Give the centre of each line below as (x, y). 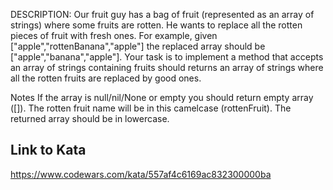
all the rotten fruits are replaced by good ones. (106, 78)
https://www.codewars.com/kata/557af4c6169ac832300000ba (141, 174)
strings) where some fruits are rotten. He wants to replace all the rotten (156, 25)
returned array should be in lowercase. (90, 118)
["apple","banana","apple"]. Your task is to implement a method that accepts (167, 57)
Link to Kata (48, 150)
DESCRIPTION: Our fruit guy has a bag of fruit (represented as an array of (162, 14)
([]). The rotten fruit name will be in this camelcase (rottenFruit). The (151, 108)
